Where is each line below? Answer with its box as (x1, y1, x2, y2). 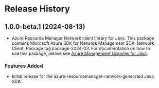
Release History (4, 3, 70, 14)
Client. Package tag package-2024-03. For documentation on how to (11, 46, 150, 51)
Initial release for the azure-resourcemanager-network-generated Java (11, 74, 154, 79)
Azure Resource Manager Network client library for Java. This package (11, 35, 154, 41)
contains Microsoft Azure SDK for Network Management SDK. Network (11, 40, 154, 46)
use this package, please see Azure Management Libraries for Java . (11, 50, 148, 56)
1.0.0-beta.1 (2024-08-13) (4, 23, 86, 31)
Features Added (4, 63, 43, 69)
